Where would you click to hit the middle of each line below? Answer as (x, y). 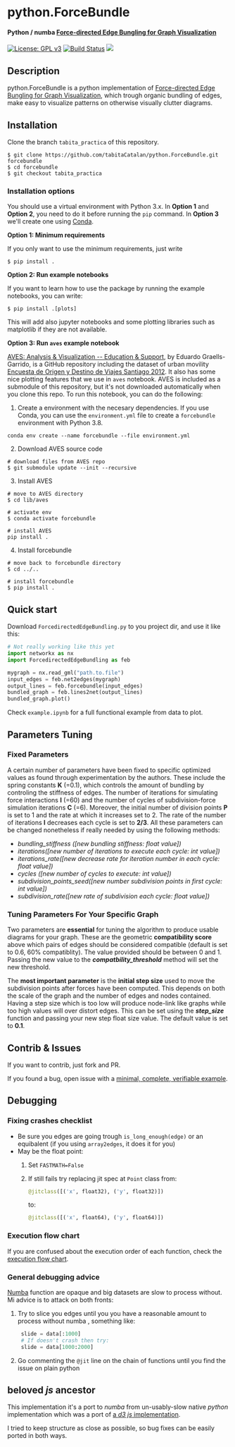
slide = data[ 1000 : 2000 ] (57, 1347)
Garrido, (19, 365)
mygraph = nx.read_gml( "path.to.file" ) (66, 673)
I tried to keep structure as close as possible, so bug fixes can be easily (111, 1428)
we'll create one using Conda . (50, 221)
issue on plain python (49, 1368)
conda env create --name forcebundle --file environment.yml (99, 436)
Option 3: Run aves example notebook (63, 343)
